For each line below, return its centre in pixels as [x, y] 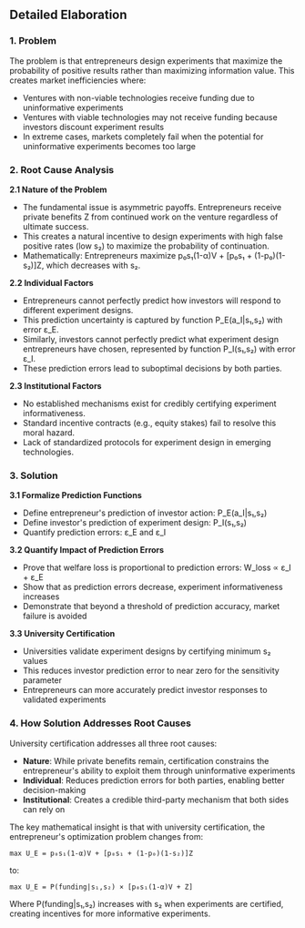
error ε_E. [41, 329]
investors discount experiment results [93, 127]
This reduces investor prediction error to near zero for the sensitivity [151, 671]
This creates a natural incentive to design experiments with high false [153, 236]
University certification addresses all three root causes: [113, 743]
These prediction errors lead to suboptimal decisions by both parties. [152, 368]
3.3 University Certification [62, 634]
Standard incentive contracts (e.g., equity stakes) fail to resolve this [149, 423]
